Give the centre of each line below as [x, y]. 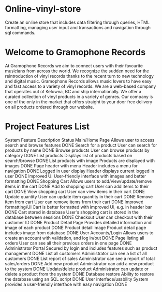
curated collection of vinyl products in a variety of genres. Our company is [79, 97]
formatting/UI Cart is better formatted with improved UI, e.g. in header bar [79, 207]
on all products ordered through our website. [50, 107]
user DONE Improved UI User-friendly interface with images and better [76, 176]
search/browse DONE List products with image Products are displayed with [80, 161]
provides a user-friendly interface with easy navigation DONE [66, 284]
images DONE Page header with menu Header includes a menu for [71, 165]
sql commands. [20, 32]
